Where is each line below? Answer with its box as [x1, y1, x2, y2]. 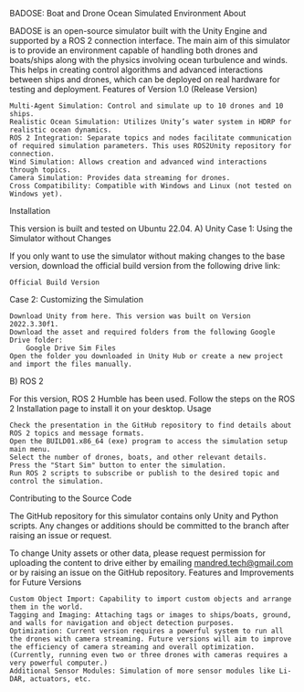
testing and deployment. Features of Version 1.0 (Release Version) [9, 84, 258, 94]
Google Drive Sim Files [26, 344, 117, 353]
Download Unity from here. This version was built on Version [9, 312, 251, 321]
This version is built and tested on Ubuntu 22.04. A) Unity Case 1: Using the [9, 223, 294, 234]
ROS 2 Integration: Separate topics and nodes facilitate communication [9, 133, 292, 143]
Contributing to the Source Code [9, 493, 132, 504]
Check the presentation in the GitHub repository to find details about [9, 421, 292, 430]
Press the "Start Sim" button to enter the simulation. [9, 461, 226, 470]
